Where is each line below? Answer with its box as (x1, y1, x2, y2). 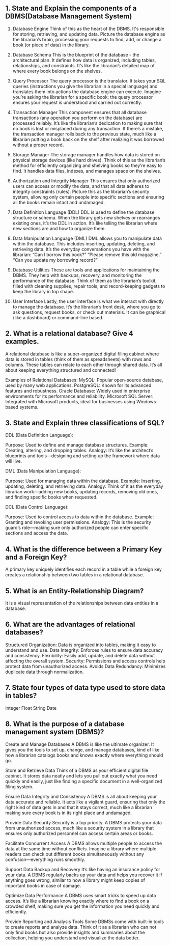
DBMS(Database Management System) (5, 12, 132, 21)
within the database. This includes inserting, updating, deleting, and (12, 240, 155, 246)
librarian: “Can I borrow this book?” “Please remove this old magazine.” (12, 252, 162, 258)
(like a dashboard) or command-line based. (12, 314, 104, 320)
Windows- (136, 398, 158, 404)
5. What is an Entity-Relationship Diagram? (5, 587, 144, 595)
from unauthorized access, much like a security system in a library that (5, 825, 154, 831)
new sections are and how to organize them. (12, 225, 106, 231)
